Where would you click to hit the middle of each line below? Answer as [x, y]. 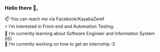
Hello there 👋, [21, 8]
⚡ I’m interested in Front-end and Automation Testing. [60, 26]
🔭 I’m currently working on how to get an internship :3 [60, 44]
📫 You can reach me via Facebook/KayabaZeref [55, 19]
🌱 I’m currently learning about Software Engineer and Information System [80, 34]
